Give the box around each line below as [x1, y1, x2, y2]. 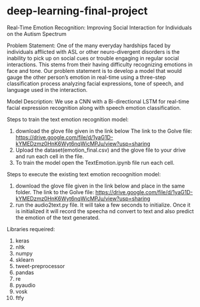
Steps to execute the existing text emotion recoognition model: [7, 170, 161, 177]
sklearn [15, 256, 35, 263]
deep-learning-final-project [7, 4, 148, 18]
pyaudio [15, 281, 36, 288]
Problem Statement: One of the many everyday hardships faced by [7, 42, 171, 49]
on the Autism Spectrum [7, 30, 67, 37]
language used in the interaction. [7, 86, 88, 93]
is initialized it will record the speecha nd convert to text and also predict [15, 207, 194, 214]
